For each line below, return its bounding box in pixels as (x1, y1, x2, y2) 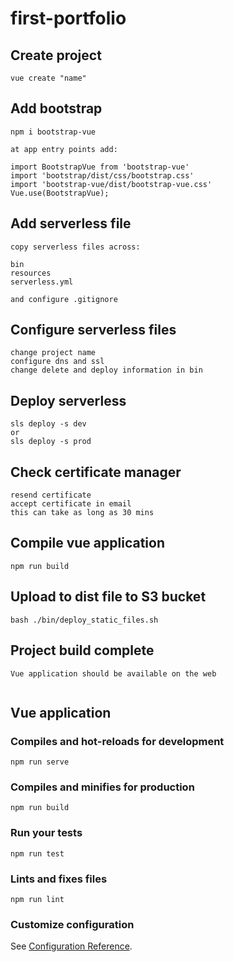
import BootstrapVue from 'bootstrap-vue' (10, 162, 190, 172)
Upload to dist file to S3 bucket (10, 588, 207, 606)
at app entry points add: (10, 144, 118, 154)
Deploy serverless (10, 392, 127, 409)
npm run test (10, 848, 65, 859)
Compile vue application (10, 535, 165, 552)
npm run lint (10, 895, 65, 905)
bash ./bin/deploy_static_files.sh (10, 615, 159, 625)
